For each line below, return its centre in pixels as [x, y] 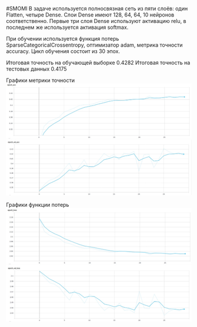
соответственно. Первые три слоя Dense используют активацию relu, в [96, 21]
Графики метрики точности [41, 80]
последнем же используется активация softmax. [67, 27]
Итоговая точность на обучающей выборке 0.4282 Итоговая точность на [98, 62]
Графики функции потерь [38, 205]
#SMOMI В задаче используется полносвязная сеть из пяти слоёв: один [97, 9]
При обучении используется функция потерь [63, 39]
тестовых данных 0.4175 [36, 69]
